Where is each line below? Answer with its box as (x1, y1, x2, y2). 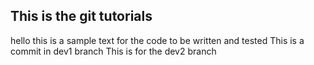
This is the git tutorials (10, 8, 153, 25)
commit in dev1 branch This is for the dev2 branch (10, 45, 217, 57)
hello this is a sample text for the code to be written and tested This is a (10, 34, 305, 46)
